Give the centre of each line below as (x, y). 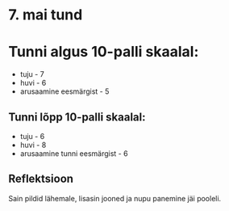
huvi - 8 (33, 145)
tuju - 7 (32, 74)
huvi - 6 (33, 83)
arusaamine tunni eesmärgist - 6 (74, 153)
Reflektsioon (41, 179)
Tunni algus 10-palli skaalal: (104, 52)
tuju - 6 (32, 136)
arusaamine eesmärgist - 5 (65, 91)
